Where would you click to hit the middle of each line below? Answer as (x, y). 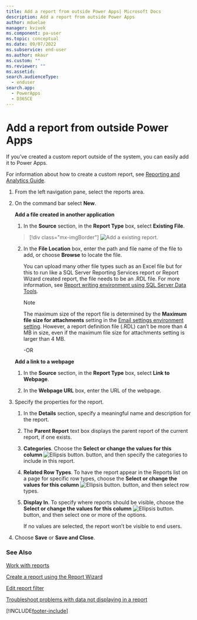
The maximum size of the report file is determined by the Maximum (105, 314)
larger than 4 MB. (44, 338)
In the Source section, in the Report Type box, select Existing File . (104, 226)
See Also (19, 553)
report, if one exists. (47, 437)
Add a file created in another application (64, 214)
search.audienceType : (33, 77)
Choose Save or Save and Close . (55, 537)
